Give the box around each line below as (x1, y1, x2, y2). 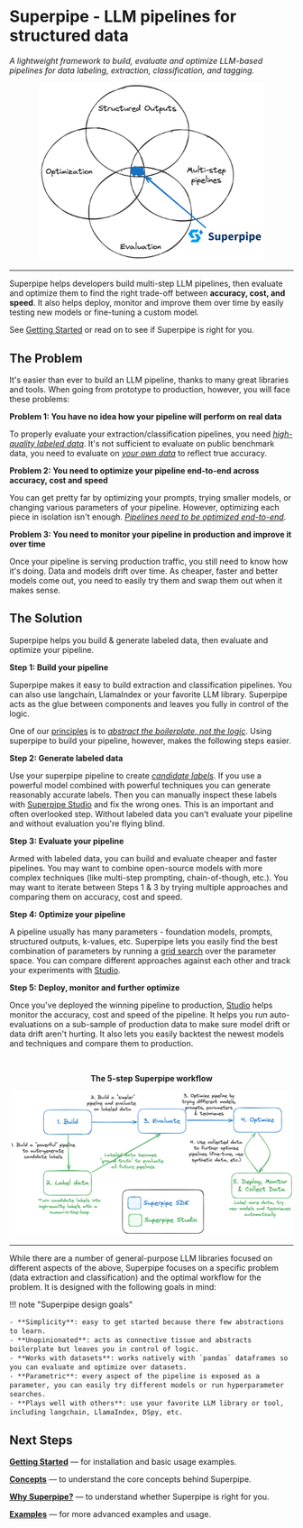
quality (9, 437, 35, 448)
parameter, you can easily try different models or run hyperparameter (9, 1381, 284, 1390)
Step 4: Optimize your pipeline (9, 908, 126, 919)
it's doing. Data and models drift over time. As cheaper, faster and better (9, 566, 279, 576)
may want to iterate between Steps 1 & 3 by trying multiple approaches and (9, 881, 289, 892)
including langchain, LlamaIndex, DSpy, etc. (9, 1408, 183, 1417)
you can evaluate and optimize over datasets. (9, 1363, 188, 1372)
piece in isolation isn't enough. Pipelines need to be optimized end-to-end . (9, 511, 287, 522)
